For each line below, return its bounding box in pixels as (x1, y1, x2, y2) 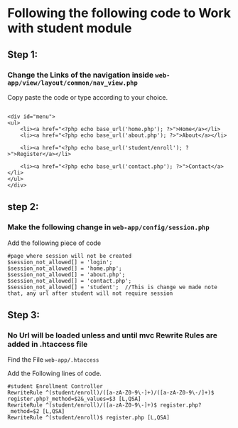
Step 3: (7, 308, 40, 321)
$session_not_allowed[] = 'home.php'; (7, 265, 122, 272)
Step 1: (7, 48, 38, 61)
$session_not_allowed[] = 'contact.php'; (7, 277, 132, 284)
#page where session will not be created (7, 252, 132, 259)
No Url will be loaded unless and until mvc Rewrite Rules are (7, 330, 218, 340)
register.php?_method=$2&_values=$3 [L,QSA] (7, 395, 141, 403)
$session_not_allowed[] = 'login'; (7, 259, 113, 266)
